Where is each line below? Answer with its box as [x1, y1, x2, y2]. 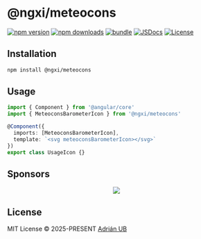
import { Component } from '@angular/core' [7, 104, 135, 111]
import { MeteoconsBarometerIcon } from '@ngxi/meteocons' [7, 110, 182, 117]
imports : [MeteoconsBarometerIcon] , [13, 130, 119, 137]
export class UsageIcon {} [7, 149, 85, 156]
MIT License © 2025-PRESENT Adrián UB [7, 224, 127, 233]
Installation [7, 48, 57, 60]
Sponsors [7, 168, 50, 180]
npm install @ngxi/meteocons [7, 66, 91, 74]
